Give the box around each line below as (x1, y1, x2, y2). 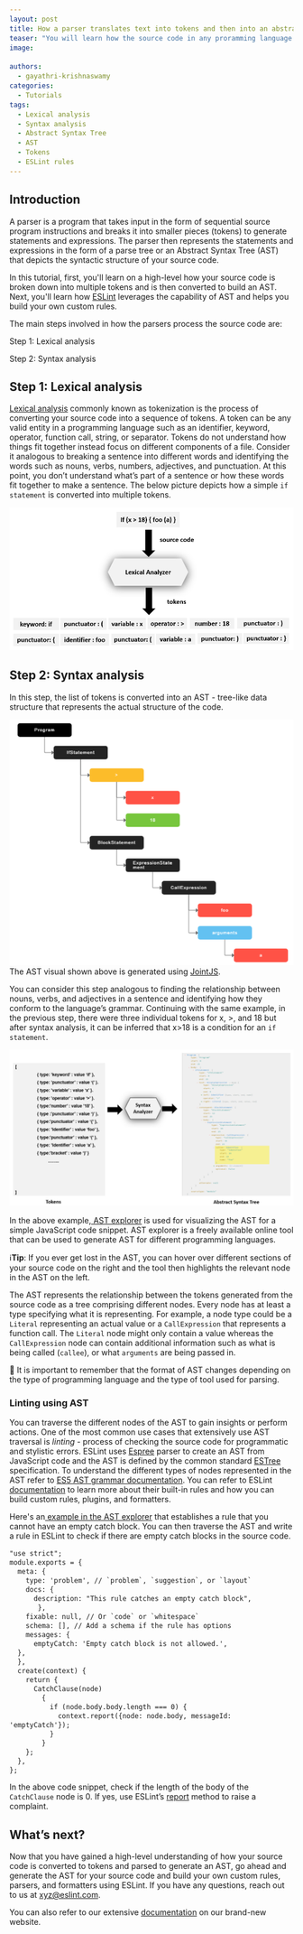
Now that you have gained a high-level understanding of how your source (9, 1851, 283, 1862)
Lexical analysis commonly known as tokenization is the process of (9, 403, 259, 414)
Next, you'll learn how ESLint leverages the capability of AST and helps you (9, 291, 289, 302)
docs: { (25, 1585, 54, 1595)
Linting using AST (9, 1396, 89, 1409)
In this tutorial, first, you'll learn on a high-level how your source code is (9, 272, 276, 283)
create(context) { (17, 1667, 87, 1676)
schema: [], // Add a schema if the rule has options (25, 1622, 232, 1631)
